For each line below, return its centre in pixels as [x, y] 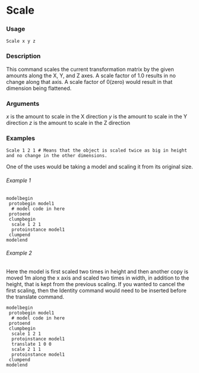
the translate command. [35, 297]
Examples [21, 138]
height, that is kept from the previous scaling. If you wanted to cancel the [96, 284]
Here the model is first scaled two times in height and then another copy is [97, 271]
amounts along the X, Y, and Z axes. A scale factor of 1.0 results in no [91, 76]
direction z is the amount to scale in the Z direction [68, 123]
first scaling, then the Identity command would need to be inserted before [97, 290]
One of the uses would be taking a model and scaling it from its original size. [99, 167]
